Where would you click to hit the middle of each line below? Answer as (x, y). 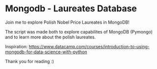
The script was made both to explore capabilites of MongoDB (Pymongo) (79, 32)
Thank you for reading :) (29, 61)
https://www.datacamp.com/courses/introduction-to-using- (89, 46)
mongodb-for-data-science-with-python (46, 52)
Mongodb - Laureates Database (71, 9)
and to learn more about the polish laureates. (51, 37)
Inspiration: (16, 46)
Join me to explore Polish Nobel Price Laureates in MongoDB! (67, 22)
